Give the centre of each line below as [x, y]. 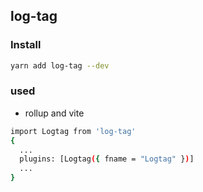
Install [26, 45]
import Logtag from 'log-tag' [73, 131]
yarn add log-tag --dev [60, 65]
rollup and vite [54, 113]
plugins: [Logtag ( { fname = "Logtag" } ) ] [107, 159]
